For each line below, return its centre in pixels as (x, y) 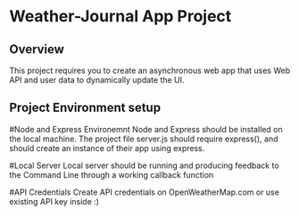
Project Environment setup (85, 108)
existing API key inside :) (54, 201)
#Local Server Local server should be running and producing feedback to (144, 165)
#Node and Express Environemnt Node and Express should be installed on (146, 129)
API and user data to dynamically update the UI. (97, 80)
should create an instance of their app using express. (107, 148)
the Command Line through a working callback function (112, 174)
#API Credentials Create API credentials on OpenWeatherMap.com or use (144, 192)
